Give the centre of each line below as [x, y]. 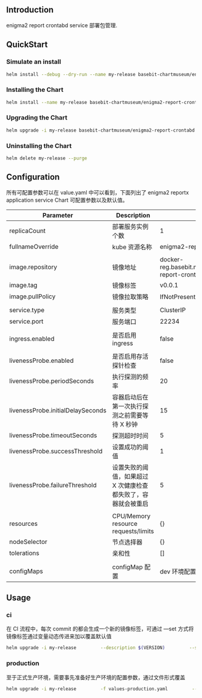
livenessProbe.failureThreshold [53, 485]
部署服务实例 [130, 226]
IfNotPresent [178, 296]
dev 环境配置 [178, 571]
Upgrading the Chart [37, 118]
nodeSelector [28, 542]
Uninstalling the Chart [39, 146]
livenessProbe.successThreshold [56, 451]
